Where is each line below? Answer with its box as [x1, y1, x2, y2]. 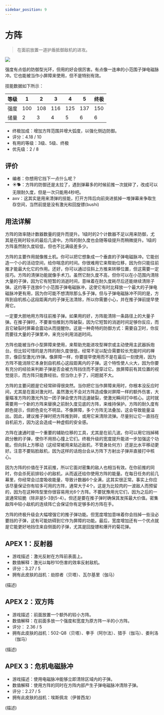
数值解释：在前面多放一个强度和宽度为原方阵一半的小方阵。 [12, 618, 132, 624]
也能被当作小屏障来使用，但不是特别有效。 [18, 72, 103, 78]
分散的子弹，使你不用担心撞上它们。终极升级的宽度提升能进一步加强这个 [9, 436, 155, 442]
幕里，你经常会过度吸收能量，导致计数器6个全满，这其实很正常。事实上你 [5, 477, 153, 483]
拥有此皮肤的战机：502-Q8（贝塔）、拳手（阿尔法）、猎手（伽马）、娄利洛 [12, 630, 159, 636]
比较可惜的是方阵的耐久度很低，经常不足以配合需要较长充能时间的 [18, 348, 150, 354]
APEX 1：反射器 [5, 540, 53, 548]
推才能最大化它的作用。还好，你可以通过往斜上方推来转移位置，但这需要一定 [5, 266, 159, 272]
